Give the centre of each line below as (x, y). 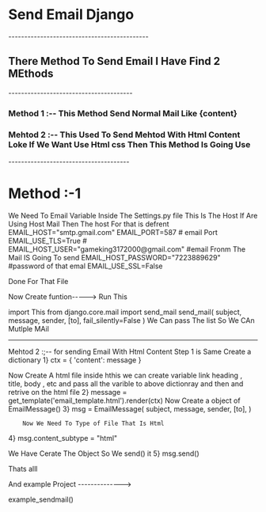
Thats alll (23, 468)
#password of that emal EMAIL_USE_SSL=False (86, 266)
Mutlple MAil (29, 328)
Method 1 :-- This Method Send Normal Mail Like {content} (123, 113)
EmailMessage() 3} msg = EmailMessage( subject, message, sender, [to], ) (130, 408)
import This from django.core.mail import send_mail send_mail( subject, (125, 312)
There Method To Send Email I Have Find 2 (114, 61)
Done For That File (38, 281)
